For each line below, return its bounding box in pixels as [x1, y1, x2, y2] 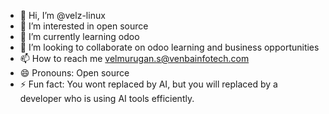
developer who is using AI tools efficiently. [19, 93, 195, 104]
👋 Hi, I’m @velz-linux [19, 10, 106, 21]
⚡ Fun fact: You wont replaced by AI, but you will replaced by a [19, 78, 278, 90]
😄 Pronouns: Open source [19, 67, 130, 79]
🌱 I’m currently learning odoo [19, 31, 140, 42]
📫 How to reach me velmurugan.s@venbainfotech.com [19, 53, 250, 64]
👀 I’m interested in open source [19, 20, 149, 32]
